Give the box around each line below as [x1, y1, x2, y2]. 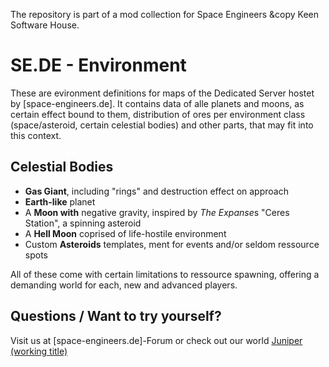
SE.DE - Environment [10, 54, 187, 77]
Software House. [10, 19, 80, 31]
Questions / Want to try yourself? [10, 308, 222, 325]
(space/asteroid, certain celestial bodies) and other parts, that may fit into [10, 119, 314, 131]
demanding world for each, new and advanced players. [10, 279, 238, 291]
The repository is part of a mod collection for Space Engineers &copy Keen [10, 9, 320, 20]
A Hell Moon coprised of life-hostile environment [24, 227, 227, 239]
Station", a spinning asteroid [24, 217, 142, 229]
